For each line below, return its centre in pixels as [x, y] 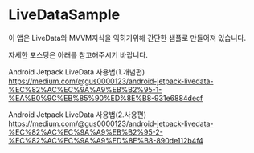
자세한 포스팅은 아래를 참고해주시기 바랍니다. [78, 54]
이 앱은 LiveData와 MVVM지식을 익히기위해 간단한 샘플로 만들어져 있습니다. [127, 38]
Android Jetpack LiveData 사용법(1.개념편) [77, 72]
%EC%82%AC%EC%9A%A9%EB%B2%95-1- [85, 89]
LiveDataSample [64, 15]
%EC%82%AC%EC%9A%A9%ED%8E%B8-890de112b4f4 [106, 140]
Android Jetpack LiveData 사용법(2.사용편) [78, 115]
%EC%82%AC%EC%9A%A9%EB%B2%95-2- [86, 132]
